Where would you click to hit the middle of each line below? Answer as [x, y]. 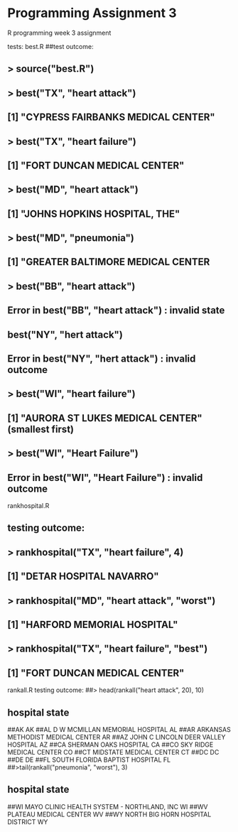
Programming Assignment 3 [92, 13]
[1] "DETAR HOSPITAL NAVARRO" [83, 577]
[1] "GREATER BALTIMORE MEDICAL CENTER [109, 262]
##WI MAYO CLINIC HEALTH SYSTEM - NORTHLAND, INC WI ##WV [108, 806]
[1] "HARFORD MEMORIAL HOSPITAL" [93, 624]
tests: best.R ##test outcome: [50, 46]
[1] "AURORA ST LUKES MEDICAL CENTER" [105, 418]
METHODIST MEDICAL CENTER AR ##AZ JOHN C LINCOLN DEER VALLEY [117, 737]
